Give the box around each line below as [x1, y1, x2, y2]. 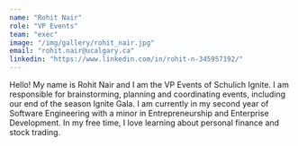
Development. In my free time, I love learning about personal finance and [9, 117, 280, 128]
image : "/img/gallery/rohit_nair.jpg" [9, 38, 155, 47]
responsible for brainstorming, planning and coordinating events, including [9, 89, 286, 99]
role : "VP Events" [9, 21, 78, 30]
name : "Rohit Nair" [9, 13, 83, 22]
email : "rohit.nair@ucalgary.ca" [9, 47, 135, 56]
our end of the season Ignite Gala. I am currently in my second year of [9, 99, 269, 108]
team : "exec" [9, 30, 59, 39]
